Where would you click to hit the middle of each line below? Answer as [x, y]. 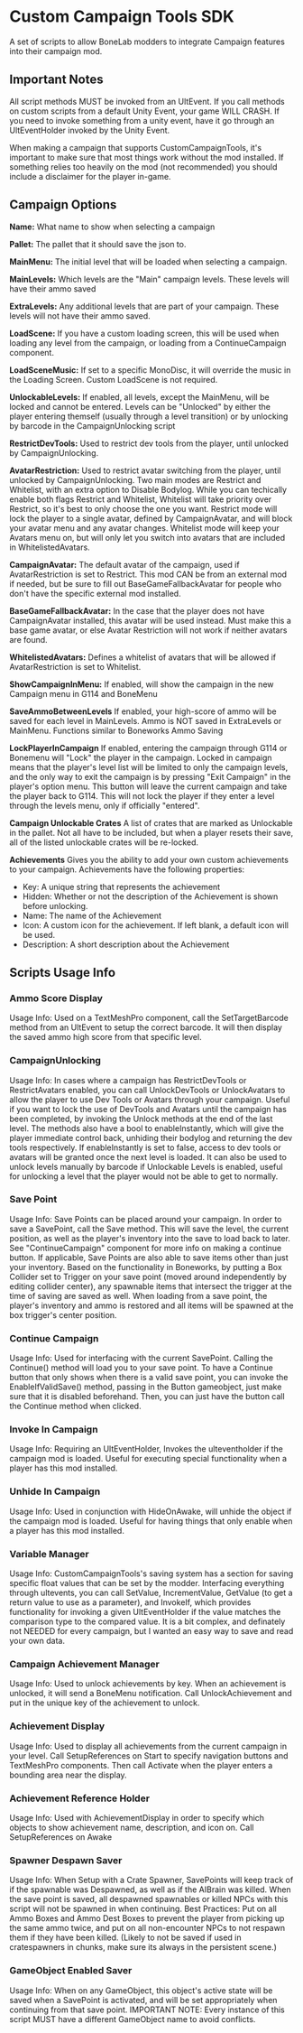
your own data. [37, 1641]
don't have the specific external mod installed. [96, 593]
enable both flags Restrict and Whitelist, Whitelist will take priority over [141, 499]
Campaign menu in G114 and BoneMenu [83, 693]
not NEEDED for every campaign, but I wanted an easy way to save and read [151, 1631]
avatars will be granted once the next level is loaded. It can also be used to [148, 1156]
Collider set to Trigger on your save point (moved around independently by [148, 1276]
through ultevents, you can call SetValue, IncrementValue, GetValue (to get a [151, 1593]
